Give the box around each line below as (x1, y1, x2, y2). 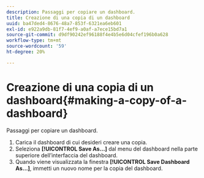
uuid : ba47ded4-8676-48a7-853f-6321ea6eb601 (6, 20, 122, 26)
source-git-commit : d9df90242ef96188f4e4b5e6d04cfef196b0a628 (6, 32, 168, 38)
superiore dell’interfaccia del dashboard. (15, 151, 118, 159)
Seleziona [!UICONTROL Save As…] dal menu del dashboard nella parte (15, 145, 198, 152)
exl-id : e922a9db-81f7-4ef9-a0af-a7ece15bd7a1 (6, 26, 127, 32)
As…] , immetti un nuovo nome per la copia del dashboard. (15, 165, 163, 172)
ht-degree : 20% (6, 49, 45, 55)
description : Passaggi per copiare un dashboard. (6, 9, 136, 15)
